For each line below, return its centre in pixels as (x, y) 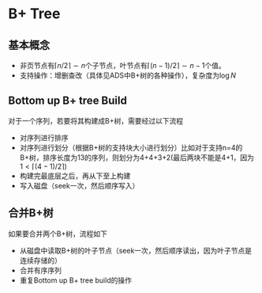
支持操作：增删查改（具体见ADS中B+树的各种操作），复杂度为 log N (128, 75)
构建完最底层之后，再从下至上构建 (75, 176)
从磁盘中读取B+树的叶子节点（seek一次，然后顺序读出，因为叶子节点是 (136, 250)
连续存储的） (40, 260)
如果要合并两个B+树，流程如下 (58, 234)
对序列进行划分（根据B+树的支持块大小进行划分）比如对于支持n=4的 (131, 147)
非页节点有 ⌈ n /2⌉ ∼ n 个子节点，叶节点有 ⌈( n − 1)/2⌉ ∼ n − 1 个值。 (123, 65)
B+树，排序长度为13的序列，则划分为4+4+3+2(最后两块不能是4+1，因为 (137, 157)
